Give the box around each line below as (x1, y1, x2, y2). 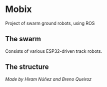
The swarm (5, 35, 41, 43)
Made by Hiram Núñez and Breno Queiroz (5, 76, 91, 82)
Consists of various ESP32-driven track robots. (5, 48, 102, 54)
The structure (5, 63, 49, 71)
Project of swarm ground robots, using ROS (5, 20, 95, 26)
